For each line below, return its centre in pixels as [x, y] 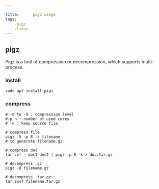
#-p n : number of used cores [37, 119]
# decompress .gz [24, 163]
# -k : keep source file [32, 123]
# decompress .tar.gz [28, 177]
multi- [148, 62]
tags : [11, 19]
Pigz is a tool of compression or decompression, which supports [73, 62]
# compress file [22, 132]
